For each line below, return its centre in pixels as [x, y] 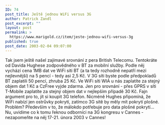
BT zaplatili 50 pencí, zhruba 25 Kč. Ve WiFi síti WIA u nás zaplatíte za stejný [82, 81]
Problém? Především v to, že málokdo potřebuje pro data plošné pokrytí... [80, 107]
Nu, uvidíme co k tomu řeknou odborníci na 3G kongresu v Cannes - [74, 112]
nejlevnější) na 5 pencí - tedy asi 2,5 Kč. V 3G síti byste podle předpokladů [81, 75]
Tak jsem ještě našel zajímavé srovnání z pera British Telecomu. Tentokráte [81, 60]
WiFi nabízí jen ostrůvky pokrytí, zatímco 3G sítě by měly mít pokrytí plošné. [82, 101]
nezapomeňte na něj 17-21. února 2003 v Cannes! [55, 117]
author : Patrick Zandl [28, 19]
